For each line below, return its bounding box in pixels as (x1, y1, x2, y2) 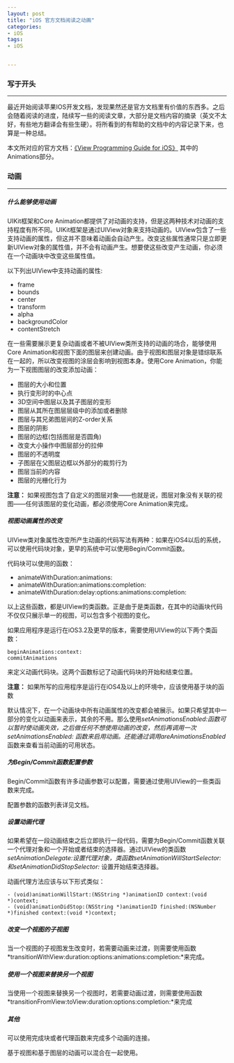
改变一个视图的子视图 (7, 925, 68, 934)
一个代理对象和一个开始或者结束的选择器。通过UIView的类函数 (7, 845, 187, 854)
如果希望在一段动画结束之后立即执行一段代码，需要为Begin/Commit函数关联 (7, 836, 225, 845)
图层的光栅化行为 (17, 475, 67, 484)
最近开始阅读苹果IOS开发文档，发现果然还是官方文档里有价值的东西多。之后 (7, 102, 225, 112)
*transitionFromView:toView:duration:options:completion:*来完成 (7, 997, 193, 1006)
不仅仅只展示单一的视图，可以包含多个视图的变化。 (7, 611, 154, 619)
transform (17, 303, 47, 311)
